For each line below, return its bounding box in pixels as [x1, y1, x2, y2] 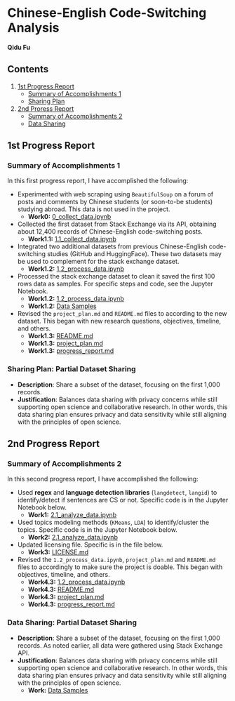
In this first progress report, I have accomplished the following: [7, 177, 189, 185]
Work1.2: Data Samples [27, 302, 97, 310]
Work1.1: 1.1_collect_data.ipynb [27, 235, 117, 243]
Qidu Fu [7, 43, 30, 51]
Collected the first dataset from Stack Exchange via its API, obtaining [17, 220, 217, 229]
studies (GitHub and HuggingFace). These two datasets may [46, 250, 222, 258]
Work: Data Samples [27, 686, 88, 694]
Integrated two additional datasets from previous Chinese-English [17, 242, 208, 251]
